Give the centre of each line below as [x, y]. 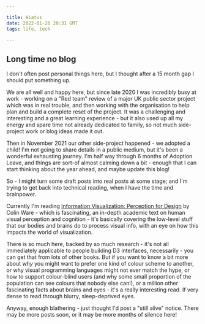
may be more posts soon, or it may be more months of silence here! [92, 315]
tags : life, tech [28, 29]
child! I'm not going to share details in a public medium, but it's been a [95, 150]
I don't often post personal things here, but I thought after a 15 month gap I [100, 74]
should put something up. [39, 80]
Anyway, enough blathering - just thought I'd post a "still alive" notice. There [102, 308]
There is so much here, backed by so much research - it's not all [88, 244]
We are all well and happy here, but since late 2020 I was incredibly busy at [102, 92]
